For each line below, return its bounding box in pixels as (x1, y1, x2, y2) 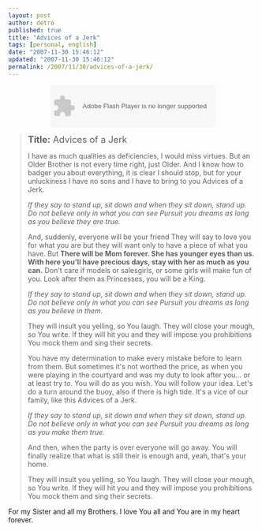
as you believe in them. (27, 305, 103, 316)
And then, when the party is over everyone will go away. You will (27, 443, 238, 452)
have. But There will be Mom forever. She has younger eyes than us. (27, 249, 255, 258)
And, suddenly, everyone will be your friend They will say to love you (27, 232, 252, 241)
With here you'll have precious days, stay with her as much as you (27, 257, 249, 267)
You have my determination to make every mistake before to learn (27, 353, 242, 363)
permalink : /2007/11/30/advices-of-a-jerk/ (8, 63, 154, 71)
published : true (8, 26, 62, 34)
